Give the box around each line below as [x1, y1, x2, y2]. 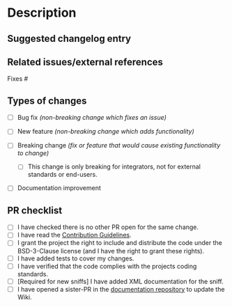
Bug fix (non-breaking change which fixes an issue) [17, 113, 167, 122]
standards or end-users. [27, 171, 98, 179]
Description [7, 5, 77, 21]
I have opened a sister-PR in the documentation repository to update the [17, 285, 225, 293]
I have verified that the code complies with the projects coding [17, 262, 197, 270]
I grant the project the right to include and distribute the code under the [17, 239, 223, 247]
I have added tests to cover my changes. [17, 254, 134, 262]
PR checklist [7, 204, 63, 217]
